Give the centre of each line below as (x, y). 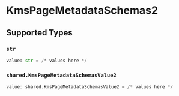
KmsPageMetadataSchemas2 (82, 10)
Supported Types (40, 33)
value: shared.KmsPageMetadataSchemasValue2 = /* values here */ (89, 87)
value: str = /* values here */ (47, 61)
